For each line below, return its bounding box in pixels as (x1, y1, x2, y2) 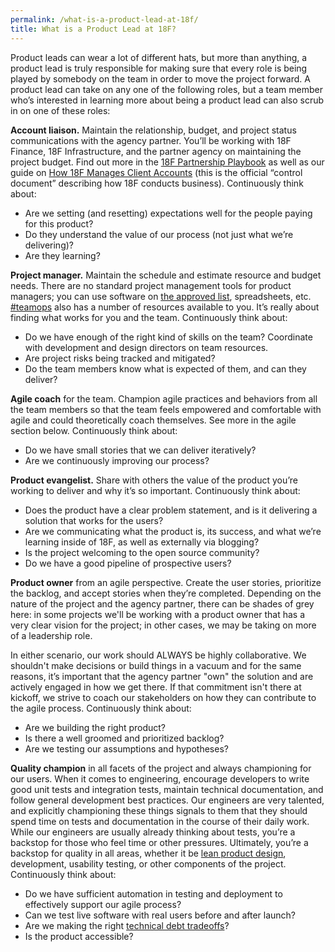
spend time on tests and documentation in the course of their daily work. (10, 815, 310, 827)
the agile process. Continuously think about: (10, 702, 192, 714)
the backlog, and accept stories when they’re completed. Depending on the (10, 587, 322, 599)
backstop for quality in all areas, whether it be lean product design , (10, 847, 287, 859)
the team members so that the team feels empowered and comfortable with (10, 403, 322, 415)
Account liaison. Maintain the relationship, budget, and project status (10, 124, 297, 136)
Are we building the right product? (24, 721, 167, 733)
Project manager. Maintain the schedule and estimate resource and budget (10, 269, 322, 281)
